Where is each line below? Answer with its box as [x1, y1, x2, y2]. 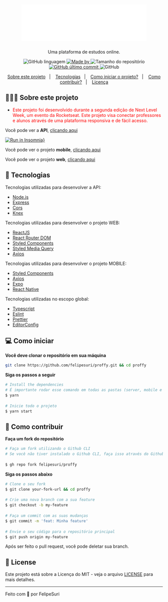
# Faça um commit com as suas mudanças [5, 513, 88, 518]
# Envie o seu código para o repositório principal [5, 529, 115, 534]
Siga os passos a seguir [5, 372, 56, 378]
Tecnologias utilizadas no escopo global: [5, 295, 89, 302]
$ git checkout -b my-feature [5, 503, 68, 508]
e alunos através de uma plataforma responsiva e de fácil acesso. [12, 117, 148, 123]
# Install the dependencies [5, 382, 64, 387]
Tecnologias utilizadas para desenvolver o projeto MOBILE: [5, 260, 126, 266]
